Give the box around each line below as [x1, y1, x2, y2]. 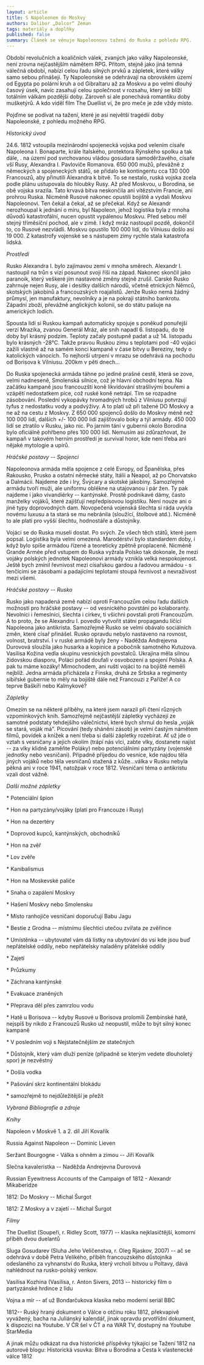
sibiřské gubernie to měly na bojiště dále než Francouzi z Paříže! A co [6, 675, 181, 683]
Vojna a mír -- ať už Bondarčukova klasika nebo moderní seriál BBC [6, 1297, 175, 1303]
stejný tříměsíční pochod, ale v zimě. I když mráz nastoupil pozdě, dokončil [6, 219, 195, 226]
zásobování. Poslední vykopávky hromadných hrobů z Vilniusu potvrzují [6, 396, 187, 403]
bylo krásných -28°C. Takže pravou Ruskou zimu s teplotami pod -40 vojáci [6, 339, 196, 346]
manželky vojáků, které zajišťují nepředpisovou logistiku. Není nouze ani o [6, 498, 192, 505]
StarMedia [6, 1328, 32, 1335]
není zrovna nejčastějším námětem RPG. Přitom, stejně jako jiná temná [6, 60, 183, 68]
